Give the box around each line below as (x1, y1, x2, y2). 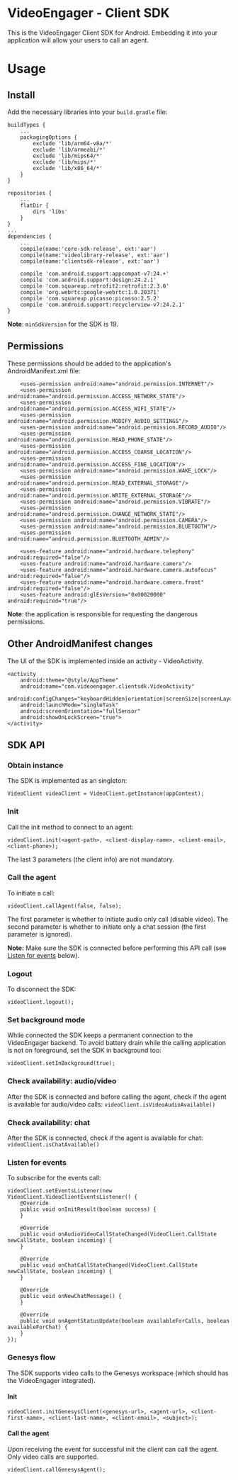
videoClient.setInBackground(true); (7, 1060, 115, 1067)
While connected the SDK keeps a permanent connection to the (7, 1031, 193, 1039)
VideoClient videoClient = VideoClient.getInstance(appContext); (7, 790, 204, 798)
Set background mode (7, 1015, 86, 1025)
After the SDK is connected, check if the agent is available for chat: (7, 1134, 203, 1142)
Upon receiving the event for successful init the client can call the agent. (7, 1445, 220, 1454)
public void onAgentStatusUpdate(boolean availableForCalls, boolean (20, 1318, 230, 1325)
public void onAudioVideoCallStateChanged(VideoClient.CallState (20, 1231, 217, 1238)
